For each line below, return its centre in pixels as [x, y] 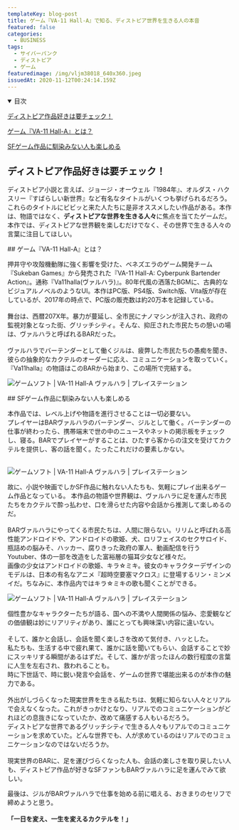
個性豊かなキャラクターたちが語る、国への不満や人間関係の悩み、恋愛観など [119, 614]
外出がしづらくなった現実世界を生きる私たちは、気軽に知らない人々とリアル [119, 700]
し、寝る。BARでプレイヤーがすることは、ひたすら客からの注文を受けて [113, 440]
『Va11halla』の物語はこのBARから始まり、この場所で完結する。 [101, 368]
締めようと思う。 [32, 803]
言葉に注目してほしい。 [42, 234]
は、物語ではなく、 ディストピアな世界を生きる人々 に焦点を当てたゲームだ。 [119, 216]
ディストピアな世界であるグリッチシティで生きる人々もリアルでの [103, 727]
